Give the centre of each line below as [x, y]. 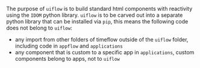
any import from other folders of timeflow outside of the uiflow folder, [102, 39]
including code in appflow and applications [69, 46]
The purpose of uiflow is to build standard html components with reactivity [99, 9]
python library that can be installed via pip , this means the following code [97, 21]
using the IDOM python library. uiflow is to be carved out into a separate [95, 15]
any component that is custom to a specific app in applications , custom [105, 52]
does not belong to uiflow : [39, 28]
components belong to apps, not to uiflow [67, 59]
